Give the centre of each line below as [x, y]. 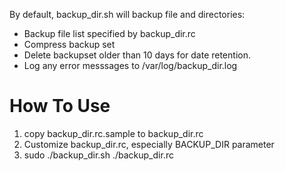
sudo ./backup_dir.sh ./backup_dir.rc [98, 155]
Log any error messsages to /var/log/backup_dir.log [130, 65]
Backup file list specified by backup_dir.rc [109, 33]
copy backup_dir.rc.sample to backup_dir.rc [113, 133]
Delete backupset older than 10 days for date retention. [137, 55]
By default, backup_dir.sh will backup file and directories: [127, 14]
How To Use [60, 106]
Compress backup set [69, 44]
